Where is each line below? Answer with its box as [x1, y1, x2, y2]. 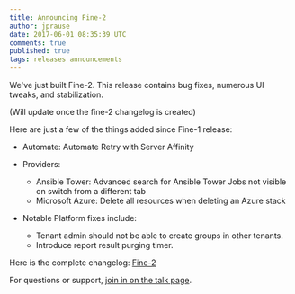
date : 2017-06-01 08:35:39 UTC [9, 30, 127, 39]
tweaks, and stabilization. [9, 89, 103, 100]
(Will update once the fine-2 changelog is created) [9, 107, 196, 117]
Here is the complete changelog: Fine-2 [9, 257, 156, 268]
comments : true [9, 38, 67, 48]
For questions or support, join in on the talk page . [9, 275, 192, 285]
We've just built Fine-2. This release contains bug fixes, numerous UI [9, 80, 264, 90]
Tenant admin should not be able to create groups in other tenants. [35, 230, 283, 241]
